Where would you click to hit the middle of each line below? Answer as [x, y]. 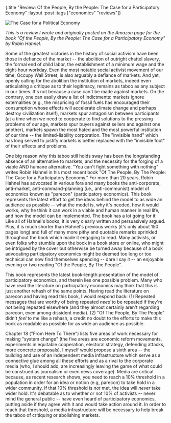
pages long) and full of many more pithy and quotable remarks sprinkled [81, 232]
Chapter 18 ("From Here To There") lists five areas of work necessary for [82, 333]
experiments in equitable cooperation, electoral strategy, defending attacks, [85, 344]
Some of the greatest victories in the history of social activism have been [82, 54]
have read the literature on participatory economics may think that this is [82, 285]
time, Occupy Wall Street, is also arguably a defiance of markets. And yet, [83, 75]
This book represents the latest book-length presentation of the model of [82, 274]
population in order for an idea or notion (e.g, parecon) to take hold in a [80, 383]
